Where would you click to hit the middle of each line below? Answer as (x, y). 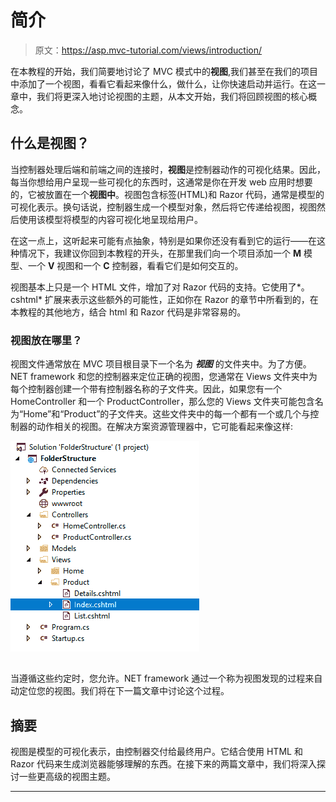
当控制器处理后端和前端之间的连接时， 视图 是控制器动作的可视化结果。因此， (168, 169)
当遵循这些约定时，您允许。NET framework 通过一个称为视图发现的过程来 (162, 678)
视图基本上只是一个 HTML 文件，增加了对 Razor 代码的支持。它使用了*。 (160, 287)
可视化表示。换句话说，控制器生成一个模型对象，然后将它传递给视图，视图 (163, 207)
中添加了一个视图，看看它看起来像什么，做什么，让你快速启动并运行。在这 (163, 83)
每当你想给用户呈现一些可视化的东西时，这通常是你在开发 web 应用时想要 (161, 182)
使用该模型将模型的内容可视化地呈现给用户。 (110, 219)
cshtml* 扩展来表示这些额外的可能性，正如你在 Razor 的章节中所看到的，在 (164, 299)
